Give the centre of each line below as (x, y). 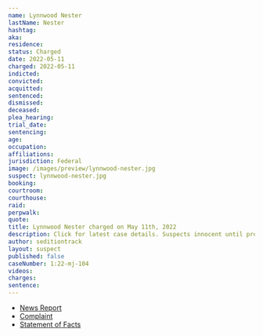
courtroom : (26, 190)
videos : (21, 271)
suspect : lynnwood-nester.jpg (58, 176)
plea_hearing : (31, 118)
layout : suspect (34, 249)
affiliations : (31, 154)
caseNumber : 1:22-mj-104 (49, 264)
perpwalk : (24, 213)
